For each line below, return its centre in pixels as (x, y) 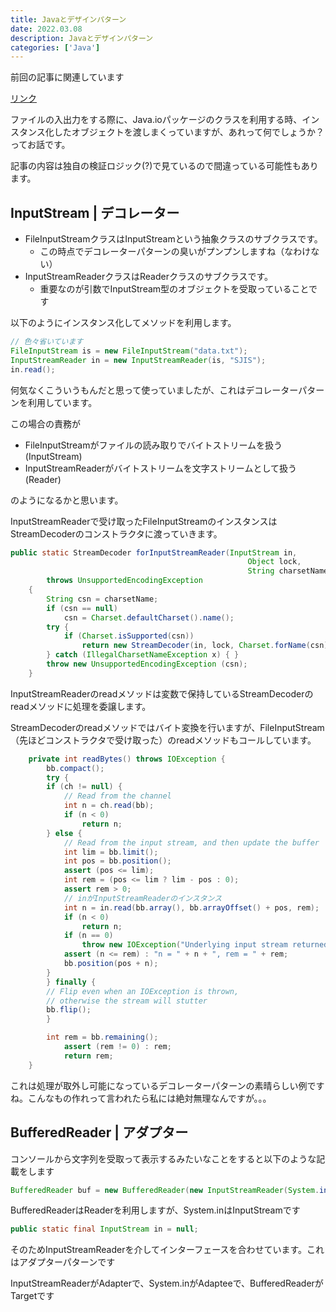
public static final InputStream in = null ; (104, 1229)
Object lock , (274, 562)
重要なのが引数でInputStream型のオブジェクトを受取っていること (174, 289)
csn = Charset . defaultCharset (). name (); (149, 617)
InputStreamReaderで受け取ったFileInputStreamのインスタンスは (144, 521)
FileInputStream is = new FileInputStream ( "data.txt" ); (129, 351)
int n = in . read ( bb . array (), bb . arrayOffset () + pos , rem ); (191, 907)
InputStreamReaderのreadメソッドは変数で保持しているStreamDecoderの (162, 693)
